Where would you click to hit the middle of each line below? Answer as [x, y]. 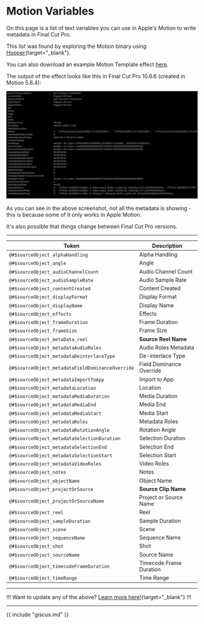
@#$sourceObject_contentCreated [50, 289]
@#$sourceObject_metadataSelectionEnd [58, 447]
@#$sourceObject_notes [38, 473]
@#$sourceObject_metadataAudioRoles [55, 348]
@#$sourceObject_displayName [46, 306]
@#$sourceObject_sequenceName [47, 538]
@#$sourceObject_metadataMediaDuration [59, 397]
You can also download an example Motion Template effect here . [87, 64]
